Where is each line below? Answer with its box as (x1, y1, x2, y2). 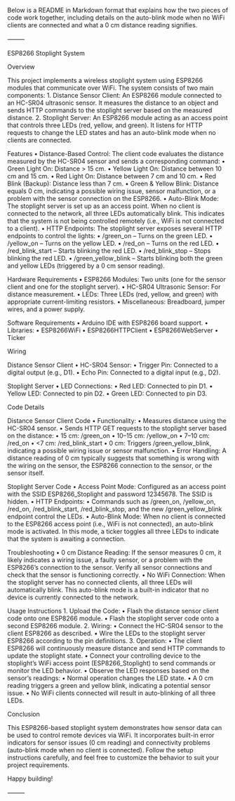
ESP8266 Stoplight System (7, 49, 86, 57)
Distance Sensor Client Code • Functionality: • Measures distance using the (7, 417, 227, 424)
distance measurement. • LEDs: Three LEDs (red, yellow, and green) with (7, 290, 219, 298)
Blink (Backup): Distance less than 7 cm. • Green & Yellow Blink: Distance (7, 179, 220, 188)
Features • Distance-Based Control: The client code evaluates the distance (7, 150, 224, 157)
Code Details (7, 403, 45, 411)
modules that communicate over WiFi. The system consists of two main (7, 84, 214, 92)
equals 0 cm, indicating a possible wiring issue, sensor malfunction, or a (7, 187, 216, 195)
